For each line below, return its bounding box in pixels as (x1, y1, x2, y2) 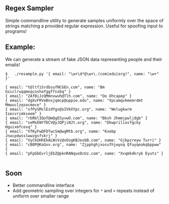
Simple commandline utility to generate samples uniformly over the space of (5, 17, 164, 23)
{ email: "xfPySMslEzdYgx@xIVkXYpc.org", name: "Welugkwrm (5, 107, 132, 112)
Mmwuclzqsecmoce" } (5, 102, 46, 108)
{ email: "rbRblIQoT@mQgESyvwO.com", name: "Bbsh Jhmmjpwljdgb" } (5, 116, 148, 121)
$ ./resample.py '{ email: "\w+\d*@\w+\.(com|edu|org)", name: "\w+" (5, 71, 159, 76)
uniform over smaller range (12, 193, 69, 199)
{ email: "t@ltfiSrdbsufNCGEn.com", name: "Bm (5, 84, 105, 90)
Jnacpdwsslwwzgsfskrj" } (5, 133, 58, 138)
